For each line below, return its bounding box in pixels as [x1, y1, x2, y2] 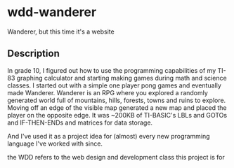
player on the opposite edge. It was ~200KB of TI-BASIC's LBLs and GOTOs [7, 111, 227, 119]
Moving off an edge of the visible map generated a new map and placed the [7, 103, 227, 112]
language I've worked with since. [7, 139, 103, 148]
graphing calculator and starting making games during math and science [16, 73, 227, 82]
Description [7, 48, 60, 59]
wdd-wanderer [7, 4, 97, 20]
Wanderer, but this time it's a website [7, 27, 115, 36]
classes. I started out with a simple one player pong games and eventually [7, 81, 221, 90]
